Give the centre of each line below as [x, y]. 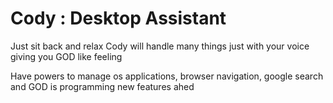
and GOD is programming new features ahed [102, 86]
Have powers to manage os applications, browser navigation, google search [167, 76]
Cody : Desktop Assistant [118, 18]
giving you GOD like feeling [66, 56]
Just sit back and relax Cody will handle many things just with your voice [160, 46]
